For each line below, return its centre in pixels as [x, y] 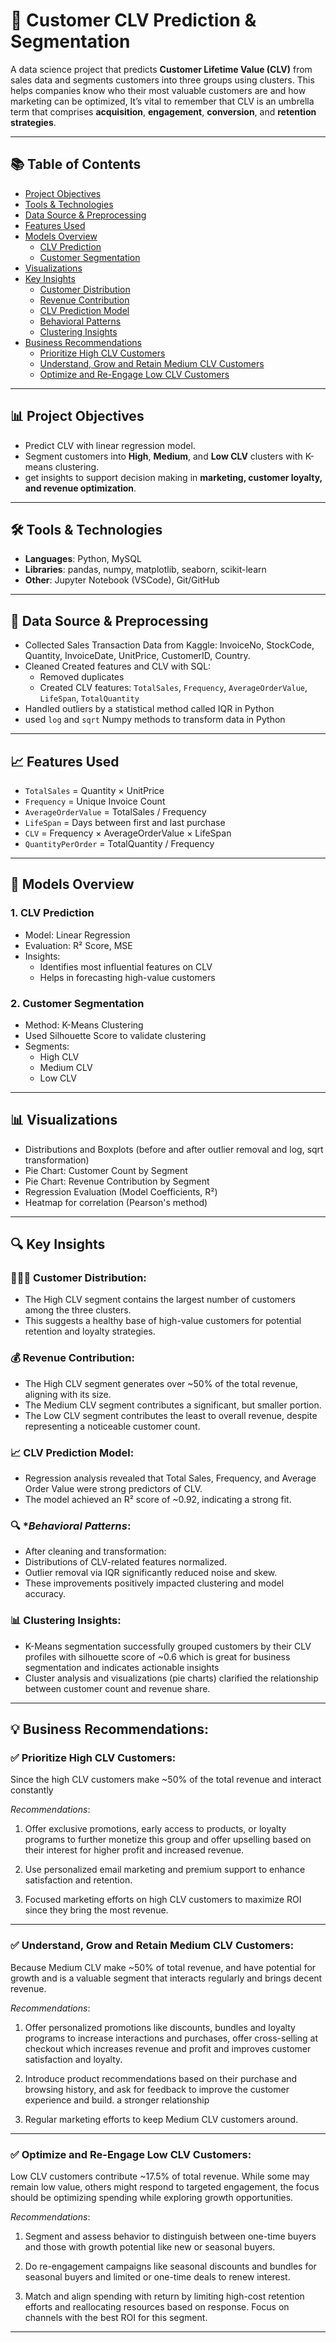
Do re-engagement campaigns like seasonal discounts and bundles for [170, 2266]
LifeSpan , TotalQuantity [89, 698]
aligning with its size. [68, 1394]
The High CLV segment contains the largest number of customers [160, 1300]
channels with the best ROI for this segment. [116, 2317]
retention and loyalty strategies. [90, 1331]
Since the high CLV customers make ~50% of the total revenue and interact [166, 1780]
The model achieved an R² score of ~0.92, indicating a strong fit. [158, 1500]
